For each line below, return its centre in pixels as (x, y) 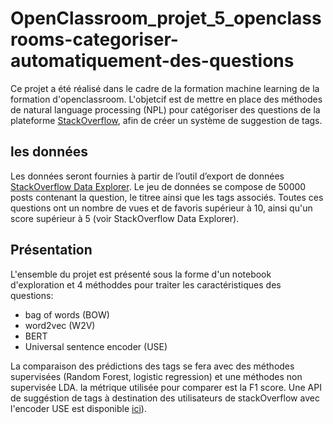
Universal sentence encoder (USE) (96, 346)
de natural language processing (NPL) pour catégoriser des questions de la (165, 109)
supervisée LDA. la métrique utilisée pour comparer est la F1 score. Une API (166, 387)
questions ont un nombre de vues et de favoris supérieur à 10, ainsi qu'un (161, 208)
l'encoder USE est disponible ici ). (78, 408)
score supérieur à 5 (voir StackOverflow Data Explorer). (125, 218)
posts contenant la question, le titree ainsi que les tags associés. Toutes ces (167, 197)
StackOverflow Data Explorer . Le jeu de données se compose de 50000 (158, 186)
